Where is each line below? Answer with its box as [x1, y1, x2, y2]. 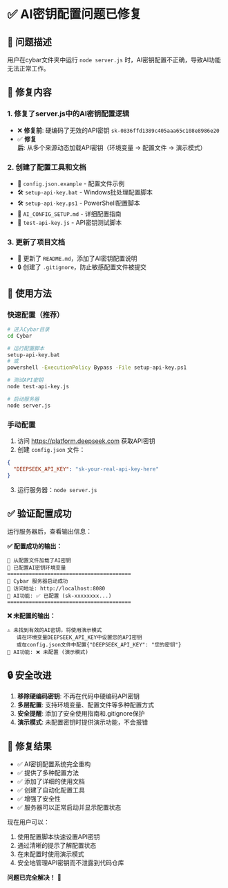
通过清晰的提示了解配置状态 [17, 842, 97, 850]
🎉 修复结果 [7, 740, 52, 752]
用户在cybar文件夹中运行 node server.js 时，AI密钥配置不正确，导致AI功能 [7, 56, 221, 64]
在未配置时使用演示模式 [17, 850, 84, 858]
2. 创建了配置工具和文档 [7, 162, 86, 172]
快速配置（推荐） [7, 309, 64, 319]
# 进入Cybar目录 [7, 326, 50, 333]
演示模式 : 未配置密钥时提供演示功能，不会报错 [17, 718, 149, 727]
